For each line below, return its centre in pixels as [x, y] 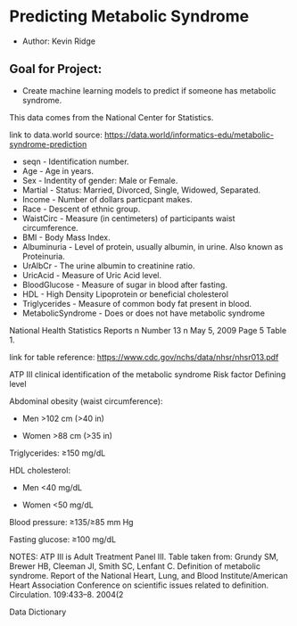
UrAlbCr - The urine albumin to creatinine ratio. [108, 266]
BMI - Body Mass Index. [66, 237]
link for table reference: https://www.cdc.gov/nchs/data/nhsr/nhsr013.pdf [144, 357]
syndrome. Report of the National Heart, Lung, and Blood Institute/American [148, 575]
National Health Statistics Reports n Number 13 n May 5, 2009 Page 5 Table [148, 330]
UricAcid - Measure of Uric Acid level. [92, 275]
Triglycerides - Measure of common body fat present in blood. [137, 303]
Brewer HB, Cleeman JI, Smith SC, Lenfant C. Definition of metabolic [135, 566]
